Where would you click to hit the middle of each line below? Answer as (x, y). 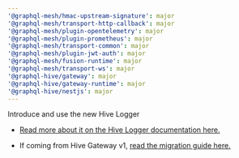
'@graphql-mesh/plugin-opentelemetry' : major (85, 31)
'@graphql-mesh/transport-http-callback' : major (91, 23)
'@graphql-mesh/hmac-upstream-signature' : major (91, 16)
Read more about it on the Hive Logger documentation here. (119, 130)
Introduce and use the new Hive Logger (74, 114)
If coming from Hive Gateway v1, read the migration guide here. (125, 146)
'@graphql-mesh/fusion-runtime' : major (75, 62)
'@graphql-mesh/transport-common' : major (79, 46)
